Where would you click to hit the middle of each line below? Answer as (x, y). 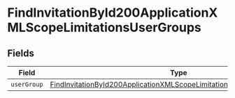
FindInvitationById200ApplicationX (113, 13)
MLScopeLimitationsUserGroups (104, 27)
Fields (21, 53)
